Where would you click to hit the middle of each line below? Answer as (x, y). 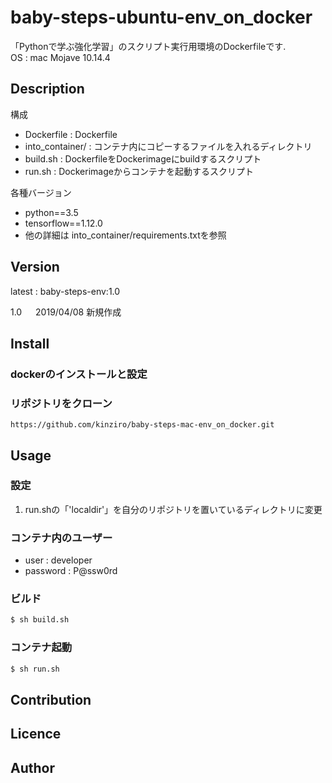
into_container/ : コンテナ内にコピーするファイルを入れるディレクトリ (168, 146)
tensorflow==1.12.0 (63, 223)
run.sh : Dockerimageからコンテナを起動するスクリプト (139, 171)
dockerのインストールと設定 (79, 374)
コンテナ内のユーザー (61, 538)
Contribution (51, 699)
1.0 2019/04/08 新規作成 (66, 312)
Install (30, 343)
